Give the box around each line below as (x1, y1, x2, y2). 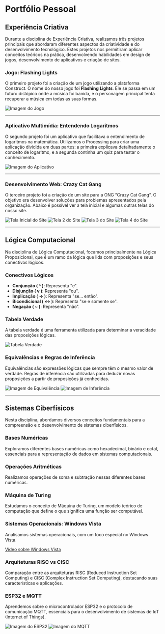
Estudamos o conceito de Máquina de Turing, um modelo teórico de (5, 503, 142, 509)
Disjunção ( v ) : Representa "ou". (12, 288, 80, 294)
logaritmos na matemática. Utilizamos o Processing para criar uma (5, 138, 139, 144)
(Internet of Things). (5, 614, 46, 620)
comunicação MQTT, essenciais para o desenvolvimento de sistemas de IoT (5, 609, 159, 615)
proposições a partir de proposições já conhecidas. (5, 376, 110, 382)
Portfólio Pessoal (5, 3, 76, 15)
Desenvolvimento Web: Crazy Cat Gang (5, 181, 102, 188)
